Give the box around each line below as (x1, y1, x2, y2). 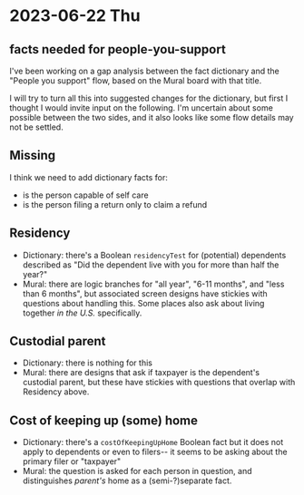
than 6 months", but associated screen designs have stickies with (22, 287, 268, 299)
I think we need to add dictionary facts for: (9, 171, 168, 182)
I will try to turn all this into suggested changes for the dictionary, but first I (9, 92, 289, 103)
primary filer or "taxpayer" (22, 456, 122, 467)
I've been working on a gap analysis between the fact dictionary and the (9, 65, 279, 76)
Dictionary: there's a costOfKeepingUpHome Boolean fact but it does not (22, 437, 284, 448)
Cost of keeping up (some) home (9, 412, 198, 428)
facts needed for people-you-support (9, 42, 227, 57)
